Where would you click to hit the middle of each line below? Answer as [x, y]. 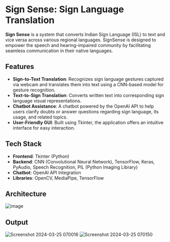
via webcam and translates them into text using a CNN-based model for [88, 84]
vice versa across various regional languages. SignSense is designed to [81, 40]
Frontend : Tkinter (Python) [41, 156]
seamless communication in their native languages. [59, 51]
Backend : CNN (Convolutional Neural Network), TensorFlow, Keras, [83, 161]
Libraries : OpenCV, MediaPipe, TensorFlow [58, 178]
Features [20, 67]
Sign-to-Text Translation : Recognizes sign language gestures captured [88, 79]
